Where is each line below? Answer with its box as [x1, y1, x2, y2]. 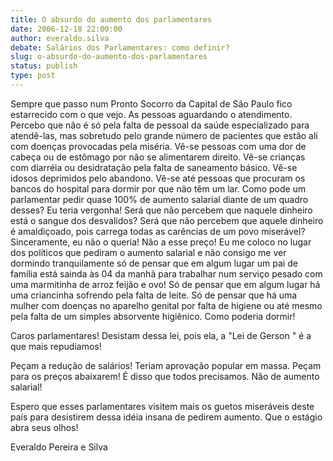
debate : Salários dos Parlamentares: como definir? [10, 42, 230, 53]
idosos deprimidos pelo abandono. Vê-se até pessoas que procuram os [10, 172, 306, 184]
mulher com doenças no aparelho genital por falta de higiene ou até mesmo [10, 299, 323, 311]
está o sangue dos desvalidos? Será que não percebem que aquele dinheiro [10, 214, 324, 226]
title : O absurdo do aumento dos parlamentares [10, 14, 213, 25]
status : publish [10, 61, 78, 71]
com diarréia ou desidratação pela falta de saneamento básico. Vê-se [10, 161, 298, 173]
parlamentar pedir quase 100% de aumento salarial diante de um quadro [10, 193, 309, 205]
